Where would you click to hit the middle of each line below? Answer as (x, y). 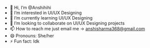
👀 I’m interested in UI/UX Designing (46, 13)
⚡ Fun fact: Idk (25, 41)
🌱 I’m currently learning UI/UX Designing (51, 18)
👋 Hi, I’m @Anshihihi (30, 8)
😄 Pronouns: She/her (32, 36)
